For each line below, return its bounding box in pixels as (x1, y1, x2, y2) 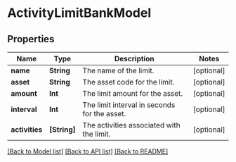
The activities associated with (82, 120, 181, 130)
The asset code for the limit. (82, 77, 175, 87)
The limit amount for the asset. (82, 89, 183, 98)
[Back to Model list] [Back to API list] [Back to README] (7, 147, 169, 156)
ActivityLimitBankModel (7, 5, 152, 21)
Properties (7, 33, 55, 45)
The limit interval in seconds (82, 100, 176, 110)
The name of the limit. (82, 66, 155, 75)
